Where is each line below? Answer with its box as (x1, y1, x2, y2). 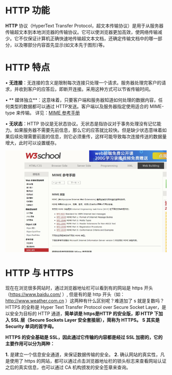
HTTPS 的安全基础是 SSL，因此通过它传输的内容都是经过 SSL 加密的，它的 (5, 334, 163, 341)
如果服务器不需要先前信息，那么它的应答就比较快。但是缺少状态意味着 (14, 127, 162, 133)
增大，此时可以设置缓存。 (5, 139, 59, 146)
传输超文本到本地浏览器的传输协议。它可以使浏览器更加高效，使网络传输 (5, 29, 158, 35)
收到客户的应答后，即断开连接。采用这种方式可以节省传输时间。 (18, 86, 154, 92)
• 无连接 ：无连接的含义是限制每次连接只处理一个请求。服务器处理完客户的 (5, 79, 162, 86)
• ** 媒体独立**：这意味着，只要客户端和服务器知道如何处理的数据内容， (5, 97, 159, 103)
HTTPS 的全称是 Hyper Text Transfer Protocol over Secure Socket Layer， (5, 304, 162, 310)
